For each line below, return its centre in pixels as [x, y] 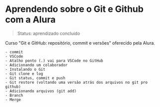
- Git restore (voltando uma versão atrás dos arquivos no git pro [77, 82]
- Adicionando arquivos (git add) [41, 91]
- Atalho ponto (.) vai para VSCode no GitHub [54, 60]
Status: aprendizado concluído [49, 33]
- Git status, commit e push [35, 78]
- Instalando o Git [25, 69]
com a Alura [30, 20]
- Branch [14, 95]
